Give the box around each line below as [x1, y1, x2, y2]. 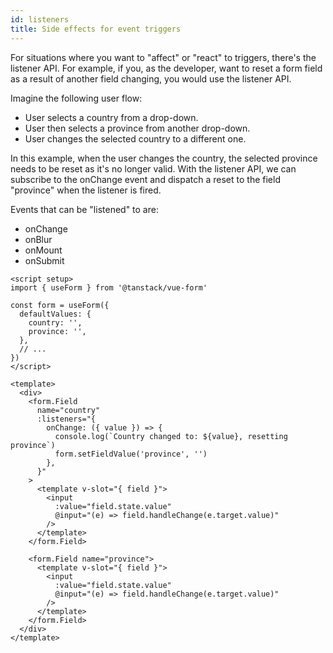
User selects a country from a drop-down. [24, 111, 199, 123]
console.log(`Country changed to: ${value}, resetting [54, 431, 288, 441]
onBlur [24, 233, 53, 245]
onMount [24, 244, 63, 256]
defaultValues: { [19, 309, 92, 319]
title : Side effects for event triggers [10, 24, 182, 34]
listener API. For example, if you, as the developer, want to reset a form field [10, 62, 323, 74]
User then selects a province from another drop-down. [24, 122, 251, 134]
